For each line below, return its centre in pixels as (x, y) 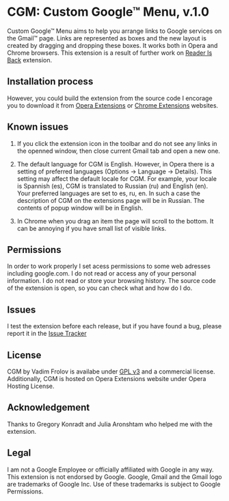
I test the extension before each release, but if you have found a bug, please (114, 326)
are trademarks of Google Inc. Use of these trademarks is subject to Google (114, 484)
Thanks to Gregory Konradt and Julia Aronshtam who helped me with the (110, 424)
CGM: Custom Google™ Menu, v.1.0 (108, 12)
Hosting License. (31, 386)
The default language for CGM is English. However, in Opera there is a (116, 164)
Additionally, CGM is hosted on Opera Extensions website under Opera (107, 379)
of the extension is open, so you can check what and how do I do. (100, 288)
